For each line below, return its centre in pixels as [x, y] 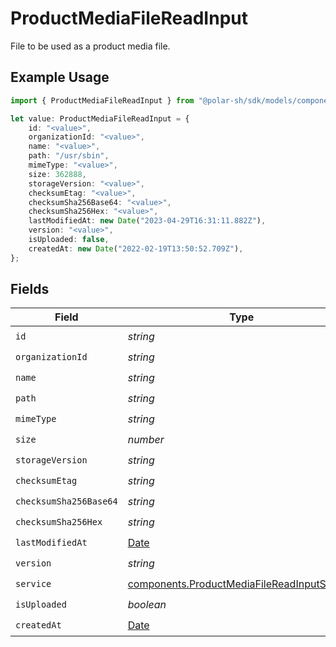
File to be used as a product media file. [90, 46]
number [146, 439]
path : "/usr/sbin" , [69, 156]
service [33, 583]
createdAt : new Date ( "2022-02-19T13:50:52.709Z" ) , [136, 248]
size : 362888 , [57, 174]
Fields [30, 289]
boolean [147, 604]
